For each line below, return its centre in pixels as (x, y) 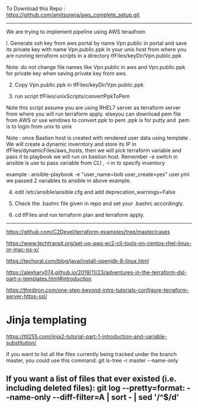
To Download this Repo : (36, 9)
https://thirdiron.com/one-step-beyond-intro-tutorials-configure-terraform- (98, 290)
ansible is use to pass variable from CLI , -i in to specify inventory (85, 163)
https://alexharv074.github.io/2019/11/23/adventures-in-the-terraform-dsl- (97, 272)
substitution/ (22, 343)
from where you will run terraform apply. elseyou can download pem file (94, 114)
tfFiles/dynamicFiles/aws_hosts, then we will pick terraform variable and (94, 150)
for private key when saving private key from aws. (67, 73)
